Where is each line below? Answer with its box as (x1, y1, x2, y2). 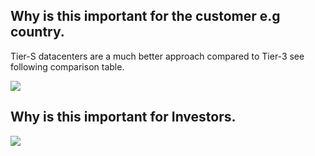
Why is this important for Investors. (10, 109, 237, 126)
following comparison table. (10, 60, 125, 73)
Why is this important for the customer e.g (10, 8, 281, 25)
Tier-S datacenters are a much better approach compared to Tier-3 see (10, 50, 305, 62)
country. (10, 24, 65, 41)
